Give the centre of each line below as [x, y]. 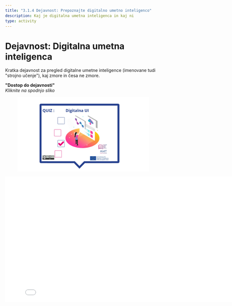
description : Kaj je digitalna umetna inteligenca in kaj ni [70, 16]
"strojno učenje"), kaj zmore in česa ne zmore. [53, 76]
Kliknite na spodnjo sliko [30, 91]
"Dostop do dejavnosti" [30, 85]
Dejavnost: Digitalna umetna [65, 46]
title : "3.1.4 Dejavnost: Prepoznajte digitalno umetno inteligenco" [79, 10]
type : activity [21, 21]
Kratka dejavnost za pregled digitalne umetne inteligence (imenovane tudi [80, 70]
